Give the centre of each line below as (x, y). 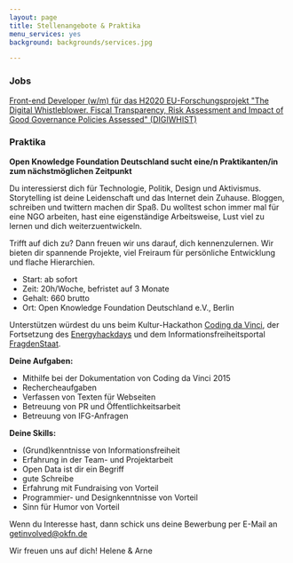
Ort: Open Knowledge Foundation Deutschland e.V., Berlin (128, 307)
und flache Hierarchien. (52, 262)
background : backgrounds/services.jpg (81, 42)
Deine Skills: (32, 432)
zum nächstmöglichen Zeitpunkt (71, 170)
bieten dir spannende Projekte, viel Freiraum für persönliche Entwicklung (143, 252)
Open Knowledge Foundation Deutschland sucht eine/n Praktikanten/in (143, 162)
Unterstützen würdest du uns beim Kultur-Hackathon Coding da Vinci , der (144, 324)
